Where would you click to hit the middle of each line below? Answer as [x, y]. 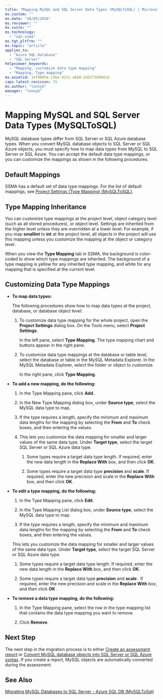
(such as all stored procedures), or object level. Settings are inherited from [80, 224]
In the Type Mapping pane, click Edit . [57, 500]
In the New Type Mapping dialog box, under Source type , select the [87, 402]
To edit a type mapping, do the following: [54, 491]
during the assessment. [29, 664]
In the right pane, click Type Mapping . [57, 374]
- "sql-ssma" [23, 37]
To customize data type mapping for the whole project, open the [83, 320]
